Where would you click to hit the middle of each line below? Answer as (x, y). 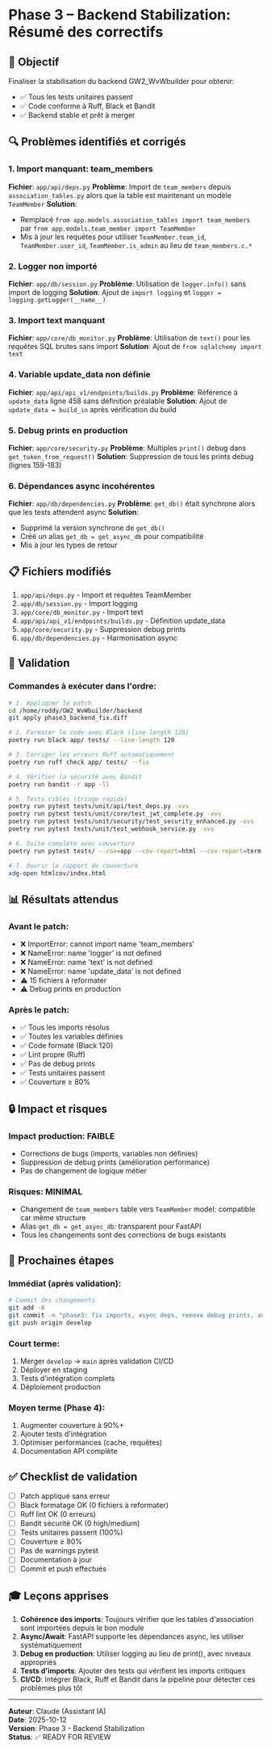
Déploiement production (60, 1387)
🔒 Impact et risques (58, 1109)
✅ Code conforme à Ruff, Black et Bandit (88, 106)
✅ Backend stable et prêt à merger (77, 115)
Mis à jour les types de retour (69, 545)
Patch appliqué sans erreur (65, 1496)
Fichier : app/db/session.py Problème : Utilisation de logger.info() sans (127, 284)
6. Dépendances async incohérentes (82, 486)
